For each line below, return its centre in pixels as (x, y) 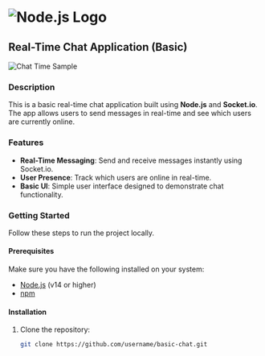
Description (32, 87)
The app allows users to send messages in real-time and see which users (130, 114)
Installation (27, 312)
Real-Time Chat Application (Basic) (98, 47)
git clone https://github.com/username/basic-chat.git (114, 345)
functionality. (41, 194)
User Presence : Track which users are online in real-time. (116, 177)
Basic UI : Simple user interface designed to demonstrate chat (122, 186)
